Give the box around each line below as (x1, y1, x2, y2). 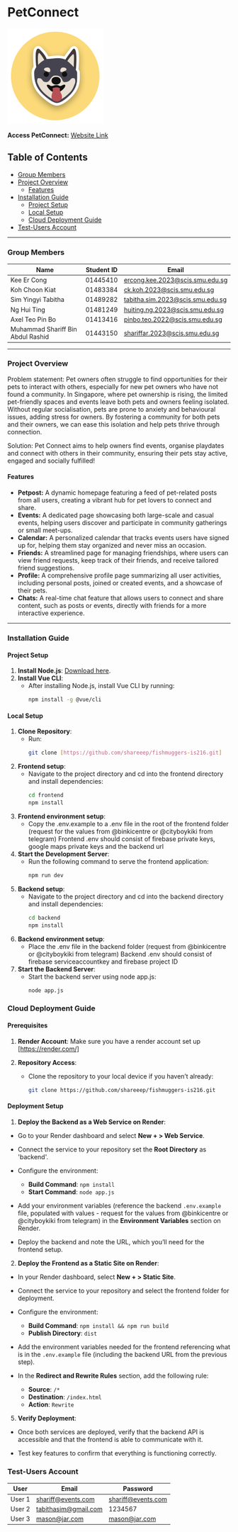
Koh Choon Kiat (10, 286, 57, 294)
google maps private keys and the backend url (28, 842, 164, 850)
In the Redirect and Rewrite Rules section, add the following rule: (17, 1371, 209, 1380)
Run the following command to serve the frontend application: (28, 857, 209, 865)
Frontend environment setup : (17, 812, 106, 821)
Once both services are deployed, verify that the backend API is (17, 1427, 205, 1436)
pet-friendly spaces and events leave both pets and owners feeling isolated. (7, 398, 229, 406)
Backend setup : (17, 884, 65, 893)
